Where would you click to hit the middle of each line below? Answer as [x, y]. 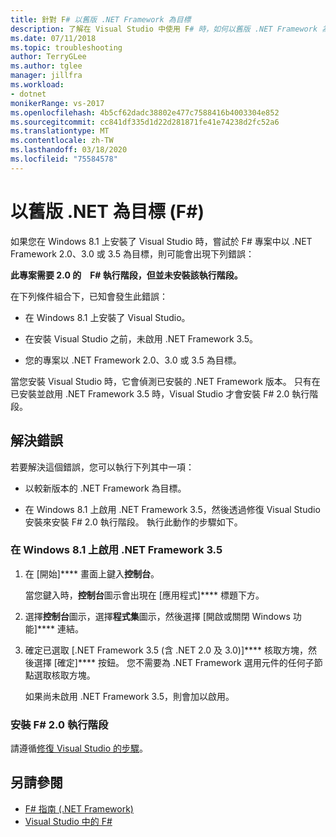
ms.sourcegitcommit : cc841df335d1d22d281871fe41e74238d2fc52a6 [145, 122]
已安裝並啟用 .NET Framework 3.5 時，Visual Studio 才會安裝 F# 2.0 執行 [160, 393]
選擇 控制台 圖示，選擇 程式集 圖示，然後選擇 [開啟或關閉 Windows [157, 616]
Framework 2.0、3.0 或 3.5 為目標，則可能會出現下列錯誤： [132, 253]
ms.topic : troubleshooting [66, 47]
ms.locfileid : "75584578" [64, 159]
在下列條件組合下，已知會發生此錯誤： [89, 296]
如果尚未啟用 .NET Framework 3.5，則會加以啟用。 [129, 696]
